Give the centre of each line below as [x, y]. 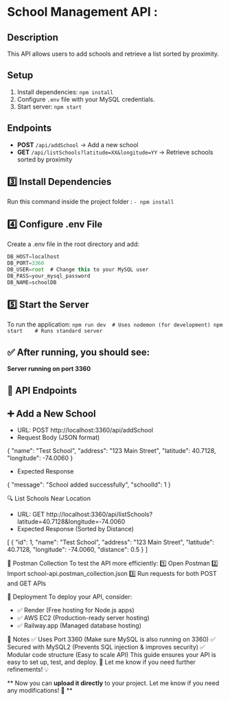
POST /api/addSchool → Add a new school [78, 144]
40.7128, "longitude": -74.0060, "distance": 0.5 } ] [78, 550]
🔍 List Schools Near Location [49, 498]
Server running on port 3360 [49, 369]
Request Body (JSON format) [58, 438]
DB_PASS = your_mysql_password [49, 276]
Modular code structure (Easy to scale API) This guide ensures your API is [112, 655]
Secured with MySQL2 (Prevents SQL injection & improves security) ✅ [106, 647]
